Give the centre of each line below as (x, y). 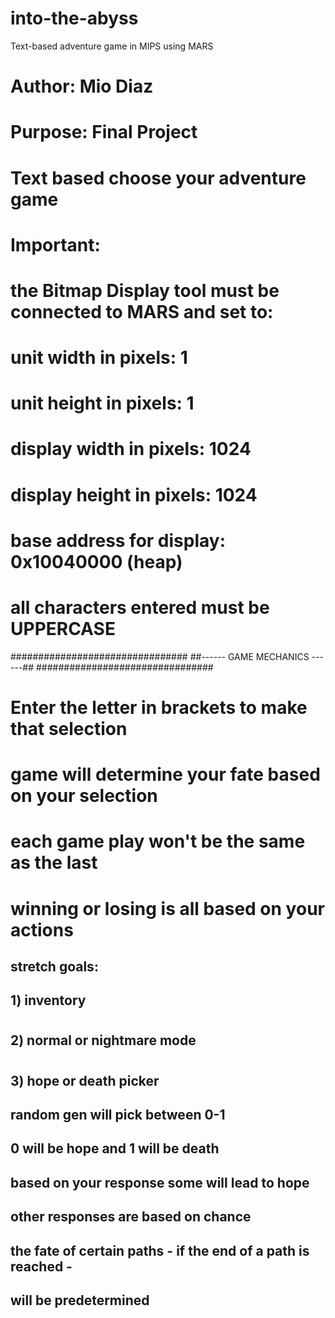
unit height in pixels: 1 (102, 403)
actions (42, 929)
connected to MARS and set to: (142, 311)
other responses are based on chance (131, 1217)
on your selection (84, 796)
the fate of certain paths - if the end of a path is (160, 1250)
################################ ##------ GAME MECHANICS (160, 656)
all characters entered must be (140, 608)
